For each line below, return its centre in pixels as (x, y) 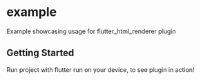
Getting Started (40, 53)
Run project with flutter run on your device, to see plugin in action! (100, 69)
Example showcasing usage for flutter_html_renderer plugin (92, 31)
